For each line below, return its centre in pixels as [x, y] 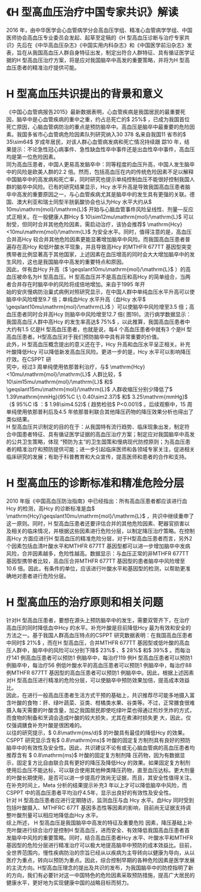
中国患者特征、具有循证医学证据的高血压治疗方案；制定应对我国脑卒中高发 [103, 434]
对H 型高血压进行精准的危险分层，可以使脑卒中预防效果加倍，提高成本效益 [98, 680]
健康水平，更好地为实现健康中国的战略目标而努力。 [69, 882]
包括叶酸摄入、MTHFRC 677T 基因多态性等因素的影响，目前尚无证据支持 [96, 807]
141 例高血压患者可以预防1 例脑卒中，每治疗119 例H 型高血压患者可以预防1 [102, 657]
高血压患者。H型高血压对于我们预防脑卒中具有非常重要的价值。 [84, 337]
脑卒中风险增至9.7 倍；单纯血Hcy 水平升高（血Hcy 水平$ [76, 299]
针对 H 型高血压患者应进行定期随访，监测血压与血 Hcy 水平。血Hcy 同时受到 [100, 800]
